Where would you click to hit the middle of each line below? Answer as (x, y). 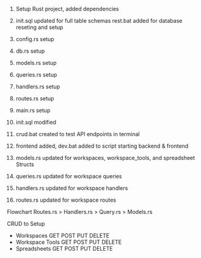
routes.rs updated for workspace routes (66, 200)
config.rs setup (35, 39)
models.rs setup (36, 63)
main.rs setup (33, 110)
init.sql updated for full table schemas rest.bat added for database (99, 21)
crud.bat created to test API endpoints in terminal (78, 134)
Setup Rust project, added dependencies (67, 9)
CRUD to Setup (26, 224)
